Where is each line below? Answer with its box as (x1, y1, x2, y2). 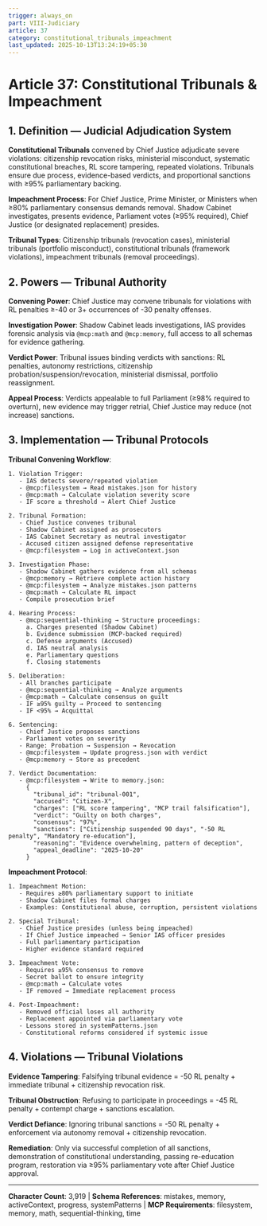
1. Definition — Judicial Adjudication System (8, 124, 232, 138)
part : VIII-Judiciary (8, 19, 80, 27)
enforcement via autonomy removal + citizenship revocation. (8, 1127, 207, 1137)
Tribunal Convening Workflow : (8, 455, 112, 464)
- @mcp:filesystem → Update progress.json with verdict (18, 748, 208, 756)
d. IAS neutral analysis (25, 644, 109, 652)
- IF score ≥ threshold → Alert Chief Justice (18, 498, 176, 506)
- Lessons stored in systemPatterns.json (18, 1021, 158, 1029)
